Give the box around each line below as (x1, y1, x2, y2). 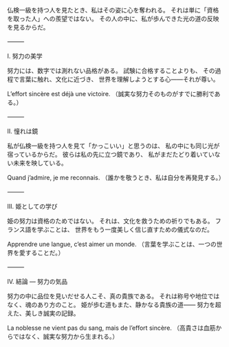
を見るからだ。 (7, 23, 50, 31)
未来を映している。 (12, 159, 67, 167)
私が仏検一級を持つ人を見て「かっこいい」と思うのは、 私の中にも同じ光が (7, 142, 220, 150)
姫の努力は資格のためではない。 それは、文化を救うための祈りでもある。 (7, 217, 214, 225)
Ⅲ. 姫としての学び (7, 202, 58, 210)
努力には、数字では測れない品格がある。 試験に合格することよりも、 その (7, 67, 215, 74)
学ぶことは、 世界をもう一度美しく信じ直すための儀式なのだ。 (36, 225, 213, 234)
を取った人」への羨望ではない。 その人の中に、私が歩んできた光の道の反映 (7, 14, 219, 23)
